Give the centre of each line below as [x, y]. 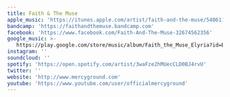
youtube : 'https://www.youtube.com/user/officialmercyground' [98, 83]
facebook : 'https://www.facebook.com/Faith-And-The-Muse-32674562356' [110, 32]
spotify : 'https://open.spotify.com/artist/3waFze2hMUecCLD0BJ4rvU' [107, 64]
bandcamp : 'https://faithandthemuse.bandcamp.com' [81, 26]
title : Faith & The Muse [42, 13]
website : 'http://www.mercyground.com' [64, 77]
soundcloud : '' [29, 58]
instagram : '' [27, 52]
